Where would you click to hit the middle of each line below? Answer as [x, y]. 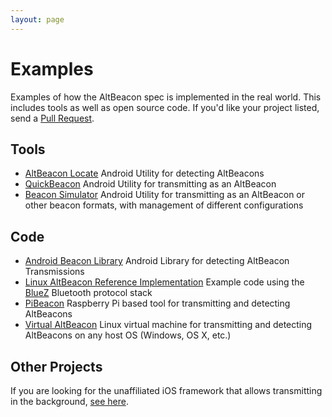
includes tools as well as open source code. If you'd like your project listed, [165, 107]
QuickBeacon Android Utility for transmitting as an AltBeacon [150, 184]
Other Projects [56, 366]
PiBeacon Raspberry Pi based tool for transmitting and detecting [157, 303]
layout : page [37, 19]
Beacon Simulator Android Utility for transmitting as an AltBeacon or [165, 195]
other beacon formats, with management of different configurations [164, 205]
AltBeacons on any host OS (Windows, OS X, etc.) [128, 335]
